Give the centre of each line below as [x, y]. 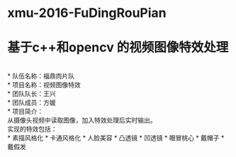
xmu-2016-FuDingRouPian [87, 13]
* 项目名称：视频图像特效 [44, 85]
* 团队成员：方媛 [32, 103]
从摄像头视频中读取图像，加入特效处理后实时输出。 [82, 120]
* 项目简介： [26, 112]
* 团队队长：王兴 [32, 94]
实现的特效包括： [32, 129]
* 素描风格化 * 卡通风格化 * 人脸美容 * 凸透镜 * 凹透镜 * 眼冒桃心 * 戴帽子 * [116, 138]
